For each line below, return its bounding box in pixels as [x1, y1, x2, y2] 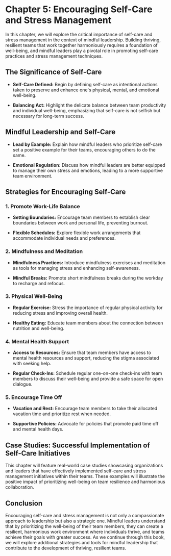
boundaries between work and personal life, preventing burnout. [12, 220, 149, 226]
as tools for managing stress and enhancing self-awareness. [12, 265, 140, 271]
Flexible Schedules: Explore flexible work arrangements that [12, 230, 141, 236]
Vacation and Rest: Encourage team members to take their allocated [12, 406, 158, 412]
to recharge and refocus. [12, 280, 65, 286]
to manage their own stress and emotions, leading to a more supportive [12, 167, 163, 173]
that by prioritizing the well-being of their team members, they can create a [5, 523, 163, 529]
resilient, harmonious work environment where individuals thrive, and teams [5, 529, 165, 535]
